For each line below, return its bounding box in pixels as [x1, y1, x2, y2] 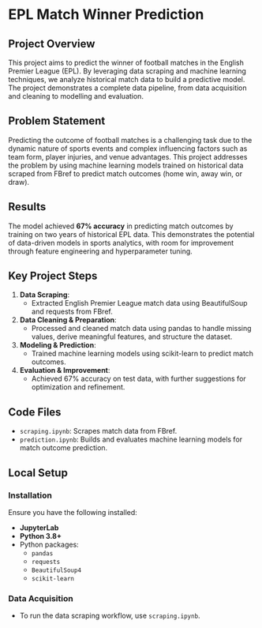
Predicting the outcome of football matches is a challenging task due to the [8, 135, 253, 145]
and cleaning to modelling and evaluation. [8, 92, 144, 100]
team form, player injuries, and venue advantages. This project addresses [8, 152, 248, 161]
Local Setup [8, 466, 69, 479]
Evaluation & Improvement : [19, 366, 110, 375]
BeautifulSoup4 [31, 566, 81, 574]
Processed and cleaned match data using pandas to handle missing [31, 324, 252, 333]
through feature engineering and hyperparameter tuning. [8, 246, 193, 256]
